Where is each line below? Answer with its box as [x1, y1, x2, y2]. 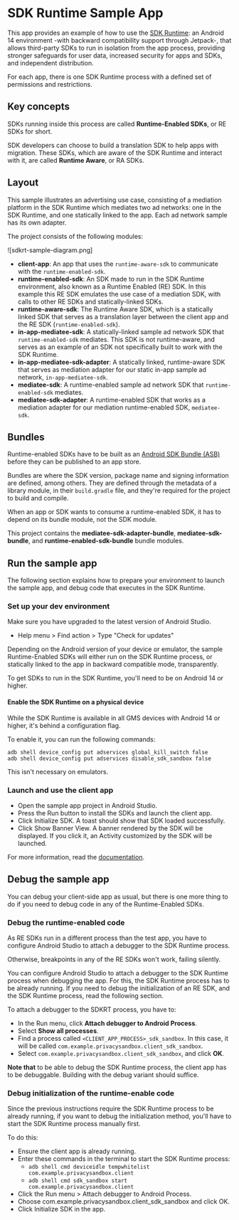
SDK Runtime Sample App [7, 5, 164, 21]
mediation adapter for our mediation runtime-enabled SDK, [17, 403, 191, 412]
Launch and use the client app [7, 785, 114, 795]
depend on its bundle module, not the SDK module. [7, 515, 157, 524]
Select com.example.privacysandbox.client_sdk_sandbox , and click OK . [17, 1049, 225, 1058]
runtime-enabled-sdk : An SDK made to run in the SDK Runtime [17, 274, 205, 283]
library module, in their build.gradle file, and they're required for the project [7, 486, 231, 495]
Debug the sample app [7, 873, 110, 886]
